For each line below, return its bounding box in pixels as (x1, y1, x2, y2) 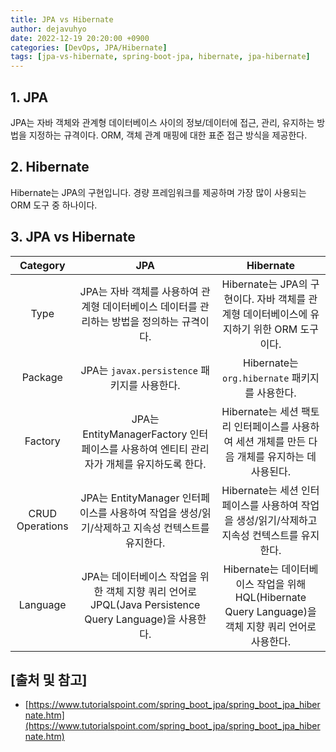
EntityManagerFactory (82, 427, 188, 441)
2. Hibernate (10, 159, 90, 176)
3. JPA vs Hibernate (10, 229, 136, 246)
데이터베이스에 (243, 307, 308, 321)
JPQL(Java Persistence (89, 597, 201, 611)
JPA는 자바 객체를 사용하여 (79, 284, 199, 298)
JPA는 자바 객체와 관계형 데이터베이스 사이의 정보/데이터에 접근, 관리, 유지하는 (10, 116, 315, 128)
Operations (16, 519, 69, 533)
